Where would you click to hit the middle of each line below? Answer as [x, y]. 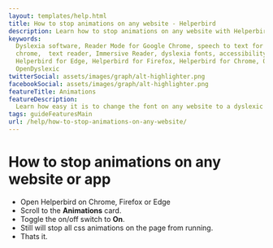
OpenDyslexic [38, 69]
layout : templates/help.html [58, 16]
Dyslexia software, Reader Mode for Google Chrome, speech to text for [140, 46]
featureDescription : [43, 99]
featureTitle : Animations [52, 91]
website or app [60, 179]
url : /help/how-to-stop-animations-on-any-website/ [97, 122]
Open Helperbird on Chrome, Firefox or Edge [95, 202]
